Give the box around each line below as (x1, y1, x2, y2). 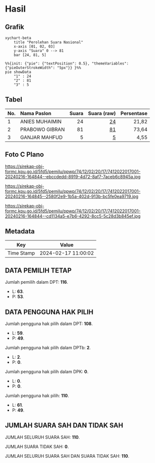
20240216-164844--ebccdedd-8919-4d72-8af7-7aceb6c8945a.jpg (5, 173, 141, 179)
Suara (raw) (88, 110, 116, 117)
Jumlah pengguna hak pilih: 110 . (5, 393, 69, 399)
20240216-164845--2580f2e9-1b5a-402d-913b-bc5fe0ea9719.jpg (5, 193, 139, 199)
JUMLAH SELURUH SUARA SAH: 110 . (5, 434, 80, 440)
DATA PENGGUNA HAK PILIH (5, 308, 93, 316)
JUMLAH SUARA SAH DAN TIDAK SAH (5, 421, 124, 429)
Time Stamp (7, 250, 35, 257)
